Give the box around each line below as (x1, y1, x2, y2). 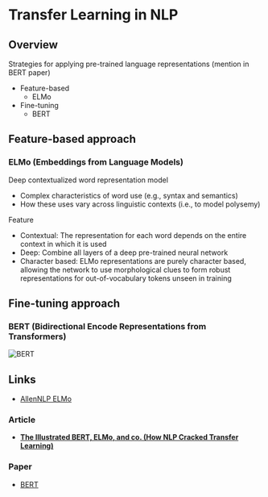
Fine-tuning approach (8, 297, 121, 311)
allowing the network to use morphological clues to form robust (19, 265, 231, 274)
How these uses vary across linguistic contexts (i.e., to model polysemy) (19, 199, 261, 209)
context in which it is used (19, 239, 107, 248)
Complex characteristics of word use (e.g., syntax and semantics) (19, 190, 239, 200)
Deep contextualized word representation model (8, 175, 169, 185)
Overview (8, 38, 59, 52)
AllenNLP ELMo (19, 394, 72, 404)
